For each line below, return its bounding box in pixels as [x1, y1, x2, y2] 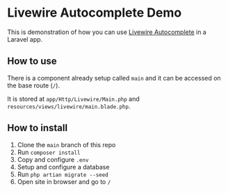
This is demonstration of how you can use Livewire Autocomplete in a [7, 28, 206, 36]
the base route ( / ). [7, 81, 60, 90]
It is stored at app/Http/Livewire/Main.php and [7, 94, 140, 103]
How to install [7, 122, 68, 134]
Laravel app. [7, 35, 43, 43]
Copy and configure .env [17, 155, 89, 164]
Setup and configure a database [17, 162, 110, 171]
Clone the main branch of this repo [17, 140, 116, 149]
